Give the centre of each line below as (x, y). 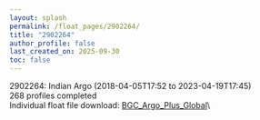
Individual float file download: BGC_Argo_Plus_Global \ (110, 105)
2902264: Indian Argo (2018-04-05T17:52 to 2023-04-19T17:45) (130, 86)
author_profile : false (52, 43)
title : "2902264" (42, 35)
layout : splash (38, 18)
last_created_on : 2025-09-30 (65, 52)
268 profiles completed (53, 95)
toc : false (30, 60)
